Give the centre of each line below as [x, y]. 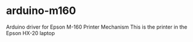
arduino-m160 [41, 11]
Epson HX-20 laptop [30, 33]
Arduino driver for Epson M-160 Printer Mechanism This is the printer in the [97, 27]
